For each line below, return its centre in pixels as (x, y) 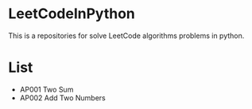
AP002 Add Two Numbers (62, 98)
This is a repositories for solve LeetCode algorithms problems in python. (126, 36)
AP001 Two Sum (47, 89)
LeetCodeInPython (72, 14)
